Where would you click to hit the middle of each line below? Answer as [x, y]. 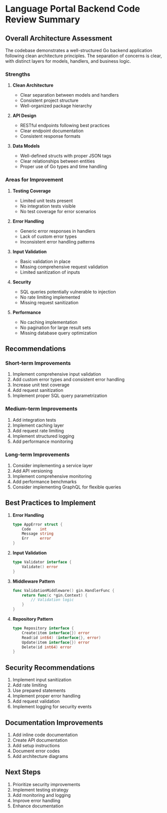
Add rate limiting [30, 685]
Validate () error [40, 567]
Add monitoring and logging [42, 795]
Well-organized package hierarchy [56, 106]
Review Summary [43, 19]
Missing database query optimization [59, 333]
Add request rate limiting [38, 430]
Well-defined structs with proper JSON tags [66, 156]
